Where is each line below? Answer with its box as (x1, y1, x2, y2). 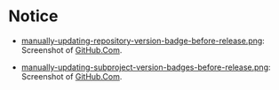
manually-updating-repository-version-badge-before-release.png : (20, 35, 266, 46)
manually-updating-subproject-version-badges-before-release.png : (20, 62, 272, 72)
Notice (8, 6, 59, 26)
